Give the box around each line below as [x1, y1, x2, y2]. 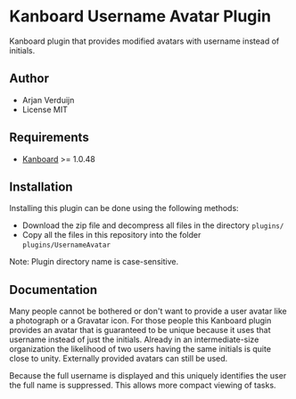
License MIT [21, 104, 69, 115]
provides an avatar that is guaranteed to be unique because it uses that [9, 325, 271, 336]
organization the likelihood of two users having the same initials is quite [9, 344, 272, 354]
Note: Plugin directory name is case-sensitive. [9, 256, 179, 267]
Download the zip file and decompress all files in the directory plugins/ [21, 220, 284, 231]
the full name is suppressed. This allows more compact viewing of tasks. [9, 380, 276, 391]
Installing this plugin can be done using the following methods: [9, 203, 239, 214]
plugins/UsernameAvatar [21, 240, 111, 250]
